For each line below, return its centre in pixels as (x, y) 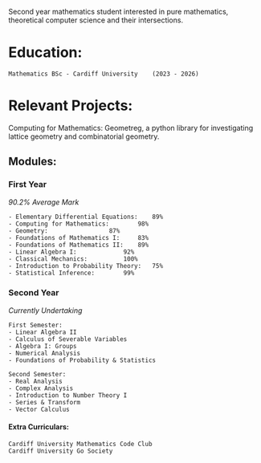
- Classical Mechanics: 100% (73, 259)
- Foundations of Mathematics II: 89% (79, 245)
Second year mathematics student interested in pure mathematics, (118, 12)
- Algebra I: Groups (43, 346)
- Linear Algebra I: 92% (71, 252)
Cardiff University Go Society (61, 451)
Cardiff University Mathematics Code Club (80, 445)
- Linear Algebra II (43, 332)
